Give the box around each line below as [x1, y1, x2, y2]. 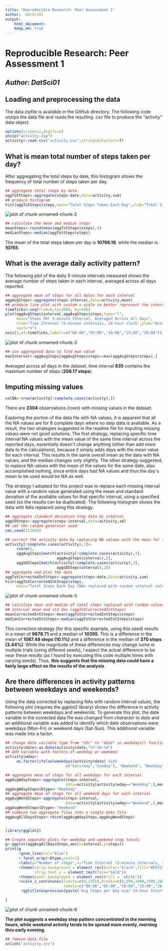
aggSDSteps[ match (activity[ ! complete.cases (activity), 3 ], [16, 560, 140, 566]
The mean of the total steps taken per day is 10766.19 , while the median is [5, 239, 158, 246]
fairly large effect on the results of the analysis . [5, 663, 106, 669]
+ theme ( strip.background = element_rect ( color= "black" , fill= [18, 865, 149, 870]
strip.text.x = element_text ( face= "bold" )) [34, 870, 126, 875]
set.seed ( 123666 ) [5, 528, 41, 533]
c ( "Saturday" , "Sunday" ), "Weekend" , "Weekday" [65, 763, 164, 769]
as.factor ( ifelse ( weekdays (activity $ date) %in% [16, 759, 117, 764]
